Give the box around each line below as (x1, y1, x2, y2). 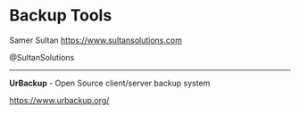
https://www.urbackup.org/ (9, 94, 110, 105)
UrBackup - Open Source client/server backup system (9, 77, 211, 88)
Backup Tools (9, 5, 112, 26)
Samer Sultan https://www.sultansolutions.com (9, 35, 183, 45)
